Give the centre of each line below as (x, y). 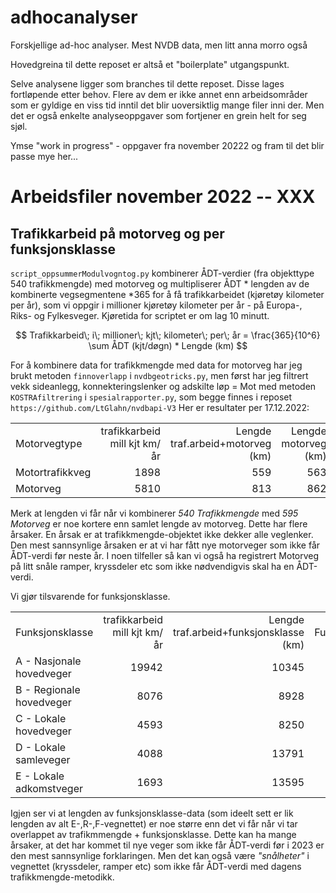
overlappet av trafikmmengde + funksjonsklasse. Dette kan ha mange (153, 834)
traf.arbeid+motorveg (221, 443)
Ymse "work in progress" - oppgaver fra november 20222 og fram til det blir (167, 145)
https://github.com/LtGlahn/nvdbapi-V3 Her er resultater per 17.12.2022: (160, 407)
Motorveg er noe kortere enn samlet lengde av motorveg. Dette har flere (159, 523)
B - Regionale (48, 689)
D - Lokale (41, 747)
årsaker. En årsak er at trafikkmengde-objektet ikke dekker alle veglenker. (162, 534)
